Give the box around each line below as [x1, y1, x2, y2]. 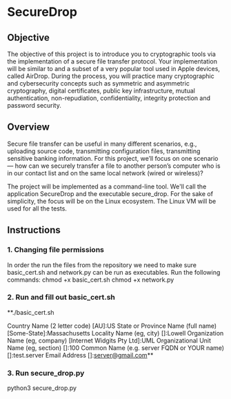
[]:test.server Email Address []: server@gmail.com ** [7, 351, 154, 359]
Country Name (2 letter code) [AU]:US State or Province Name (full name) [7, 322, 217, 330]
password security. [7, 101, 62, 109]
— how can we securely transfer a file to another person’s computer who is [7, 162, 221, 170]
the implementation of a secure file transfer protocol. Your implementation [7, 57, 217, 66]
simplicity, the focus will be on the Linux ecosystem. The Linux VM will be [7, 197, 217, 205]
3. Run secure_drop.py [7, 368, 85, 378]
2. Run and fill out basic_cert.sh [7, 293, 116, 302]
